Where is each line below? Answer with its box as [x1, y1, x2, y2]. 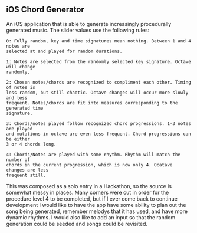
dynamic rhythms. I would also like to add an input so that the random [6, 214, 176, 221]
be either [6, 136, 31, 142]
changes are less [6, 167, 49, 173]
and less [6, 94, 28, 101]
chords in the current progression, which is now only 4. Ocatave [6, 162, 173, 168]
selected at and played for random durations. [6, 48, 123, 54]
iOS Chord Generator [6, 5, 84, 15]
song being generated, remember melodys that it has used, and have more [6, 208, 188, 215]
